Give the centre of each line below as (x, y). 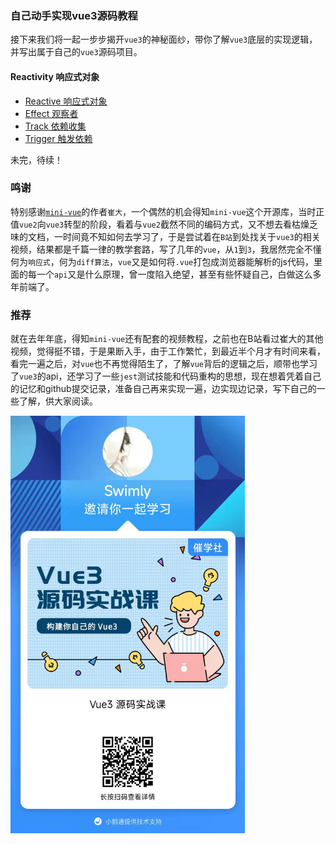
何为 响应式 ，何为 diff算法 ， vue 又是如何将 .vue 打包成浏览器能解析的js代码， (162, 261)
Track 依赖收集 (55, 126)
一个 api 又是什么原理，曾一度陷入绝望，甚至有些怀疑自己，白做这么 (174, 274)
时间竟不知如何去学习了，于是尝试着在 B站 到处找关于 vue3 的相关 (191, 236)
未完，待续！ (36, 159)
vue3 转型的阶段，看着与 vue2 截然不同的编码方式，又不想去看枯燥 (177, 224)
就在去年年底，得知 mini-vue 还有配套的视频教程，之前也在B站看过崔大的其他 (167, 339)
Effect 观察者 (51, 113)
